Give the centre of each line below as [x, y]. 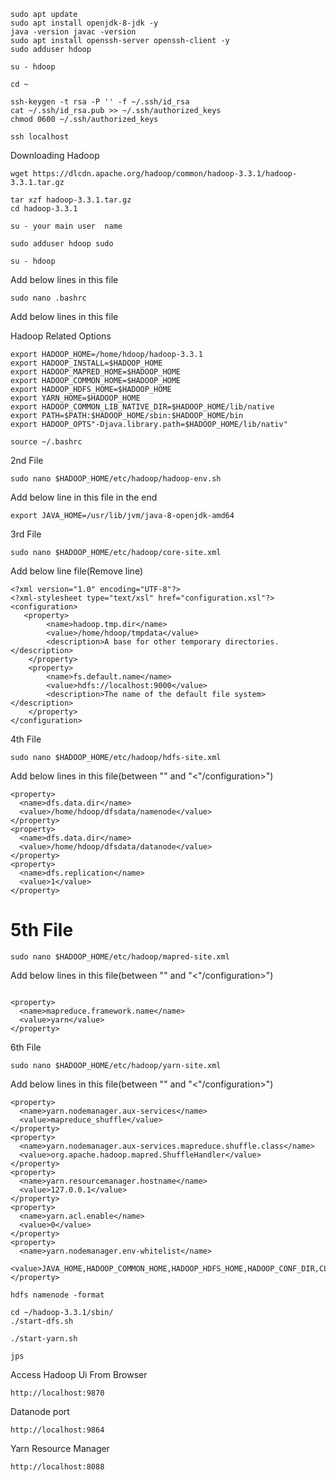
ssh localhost [40, 137]
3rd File [26, 534]
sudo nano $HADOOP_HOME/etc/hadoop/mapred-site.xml [120, 956]
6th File [26, 1047]
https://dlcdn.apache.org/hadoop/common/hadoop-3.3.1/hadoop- [165, 174]
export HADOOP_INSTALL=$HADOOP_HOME [86, 363]
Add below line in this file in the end [84, 497]
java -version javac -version [73, 32]
